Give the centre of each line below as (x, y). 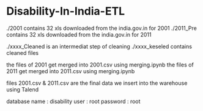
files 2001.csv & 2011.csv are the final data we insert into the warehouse (97, 83)
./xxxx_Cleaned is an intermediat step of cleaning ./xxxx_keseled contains (99, 46)
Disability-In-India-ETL (66, 11)
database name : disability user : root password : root (73, 101)
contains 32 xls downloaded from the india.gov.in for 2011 (79, 34)
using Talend (23, 89)
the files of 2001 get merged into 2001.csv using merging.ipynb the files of (100, 65)
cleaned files (23, 52)
